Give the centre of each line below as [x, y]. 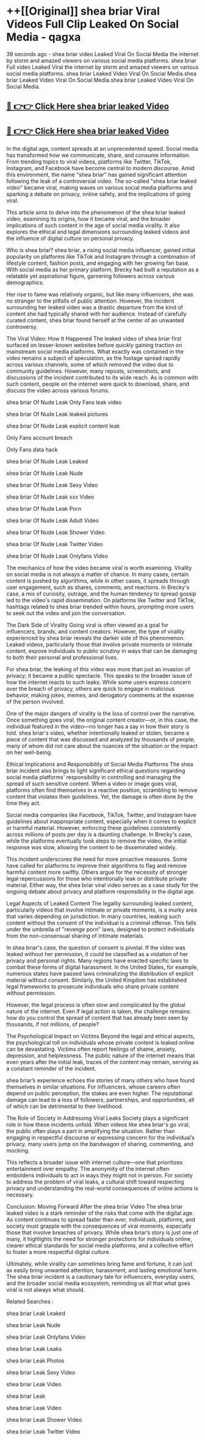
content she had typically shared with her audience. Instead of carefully [97, 314]
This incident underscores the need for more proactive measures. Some [97, 859]
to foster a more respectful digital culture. [59, 1252]
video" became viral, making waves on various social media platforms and [100, 188]
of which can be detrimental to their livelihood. [65, 1106]
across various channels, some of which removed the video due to [90, 365]
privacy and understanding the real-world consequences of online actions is [102, 1189]
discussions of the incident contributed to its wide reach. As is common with [102, 378]
